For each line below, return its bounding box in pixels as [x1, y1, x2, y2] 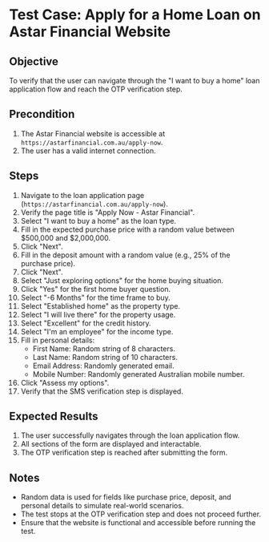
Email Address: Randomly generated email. [32, 361, 175, 370]
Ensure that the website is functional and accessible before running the [20, 518, 256, 528]
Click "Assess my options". [20, 378, 110, 387]
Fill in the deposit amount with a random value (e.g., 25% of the [20, 250, 231, 260]
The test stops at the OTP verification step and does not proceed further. [20, 509, 262, 519]
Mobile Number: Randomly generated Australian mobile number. [32, 369, 245, 378]
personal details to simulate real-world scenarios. [20, 501, 184, 511]
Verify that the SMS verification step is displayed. [20, 386, 183, 396]
